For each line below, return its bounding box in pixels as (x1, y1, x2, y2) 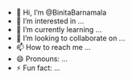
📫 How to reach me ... (15, 43, 91, 52)
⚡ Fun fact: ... (15, 63, 60, 73)
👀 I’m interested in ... (15, 16, 85, 26)
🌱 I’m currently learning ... (15, 25, 102, 34)
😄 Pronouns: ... (15, 54, 69, 64)
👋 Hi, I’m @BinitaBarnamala (15, 8, 107, 17)
